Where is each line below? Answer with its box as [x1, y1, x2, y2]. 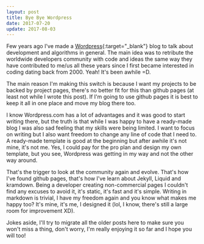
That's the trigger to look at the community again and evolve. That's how [6, 169, 189, 176]
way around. [6, 156, 38, 164]
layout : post [6, 9, 40, 15]
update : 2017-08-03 [6, 26, 56, 32]
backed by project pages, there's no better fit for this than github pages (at [6, 86, 194, 94]
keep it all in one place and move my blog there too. [6, 100, 136, 107]
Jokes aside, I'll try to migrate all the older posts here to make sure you [6, 219, 185, 226]
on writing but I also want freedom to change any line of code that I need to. [6, 131, 197, 138]
